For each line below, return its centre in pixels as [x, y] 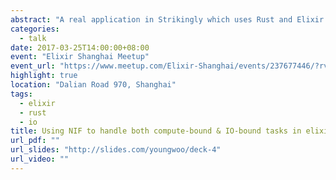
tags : [21, 94]
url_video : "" [40, 159]
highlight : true [44, 76]
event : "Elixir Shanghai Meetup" [80, 57]
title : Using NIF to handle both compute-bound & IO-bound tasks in [156, 131]
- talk [33, 38]
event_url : [33, 66]
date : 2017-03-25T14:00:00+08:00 [80, 47]
